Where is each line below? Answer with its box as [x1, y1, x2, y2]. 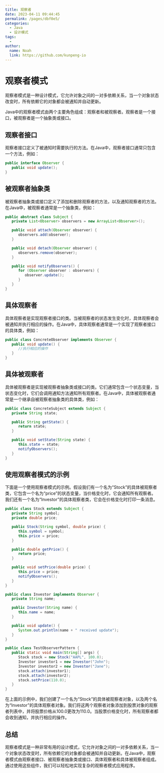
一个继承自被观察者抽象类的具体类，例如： [13, 396, 99, 402]
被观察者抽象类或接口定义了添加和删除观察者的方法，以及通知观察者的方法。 [5, 198, 159, 204]
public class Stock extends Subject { [5, 507, 84, 511]
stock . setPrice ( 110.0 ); [18, 677, 67, 682]
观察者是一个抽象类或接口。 [18, 115, 74, 121]
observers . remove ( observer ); [18, 250, 78, 255]
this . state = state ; [18, 442, 60, 447]
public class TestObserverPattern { [5, 646, 80, 651]
